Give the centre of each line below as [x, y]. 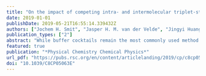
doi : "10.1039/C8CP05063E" [41, 63]
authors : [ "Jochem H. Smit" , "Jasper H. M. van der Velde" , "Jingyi [96, 29]
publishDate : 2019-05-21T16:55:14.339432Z [61, 23]
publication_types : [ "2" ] [39, 35]
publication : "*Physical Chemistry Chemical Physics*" [78, 52]
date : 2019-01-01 [29, 18]
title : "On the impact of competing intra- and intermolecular [89, 12]
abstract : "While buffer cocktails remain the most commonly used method [103, 40]
